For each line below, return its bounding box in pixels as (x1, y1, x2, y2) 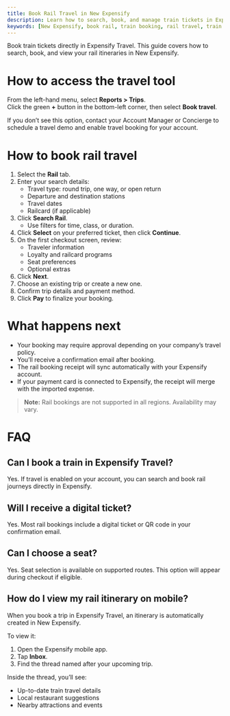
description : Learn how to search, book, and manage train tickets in (7, 16, 213, 23)
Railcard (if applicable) (27, 207, 91, 215)
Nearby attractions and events (16, 701, 103, 709)
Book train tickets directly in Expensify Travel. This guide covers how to (7, 42, 209, 50)
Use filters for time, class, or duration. (27, 221, 134, 230)
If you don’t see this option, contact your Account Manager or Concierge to (7, 116, 219, 124)
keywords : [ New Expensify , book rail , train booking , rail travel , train (7, 23, 222, 30)
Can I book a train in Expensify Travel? (7, 457, 173, 468)
